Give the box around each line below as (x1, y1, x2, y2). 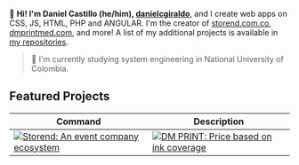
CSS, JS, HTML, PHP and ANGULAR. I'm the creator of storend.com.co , (9, 18, 271, 28)
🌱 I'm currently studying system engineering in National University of (30, 54, 285, 64)
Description (193, 115, 245, 128)
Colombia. (30, 63, 69, 74)
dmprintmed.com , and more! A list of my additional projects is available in (9, 27, 279, 37)
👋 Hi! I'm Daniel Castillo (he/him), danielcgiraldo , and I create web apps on (9, 9, 287, 19)
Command (56, 115, 101, 128)
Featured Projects (9, 89, 110, 104)
